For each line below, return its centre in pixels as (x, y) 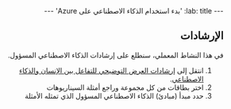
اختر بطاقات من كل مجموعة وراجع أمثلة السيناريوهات (125, 87)
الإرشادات (202, 36)
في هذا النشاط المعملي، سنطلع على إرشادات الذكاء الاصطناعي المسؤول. (115, 55)
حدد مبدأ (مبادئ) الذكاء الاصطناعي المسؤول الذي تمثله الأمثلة (114, 95)
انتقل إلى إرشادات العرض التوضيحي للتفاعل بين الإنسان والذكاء (112, 70)
